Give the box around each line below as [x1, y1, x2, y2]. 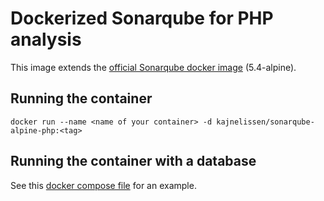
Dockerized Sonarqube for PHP [10, 7, 274, 30]
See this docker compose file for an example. [10, 179, 197, 191]
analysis [10, 28, 82, 51]
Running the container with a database [10, 153, 257, 170]
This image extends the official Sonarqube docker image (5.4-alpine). [10, 61, 297, 73]
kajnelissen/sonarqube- [216, 117, 315, 127]
